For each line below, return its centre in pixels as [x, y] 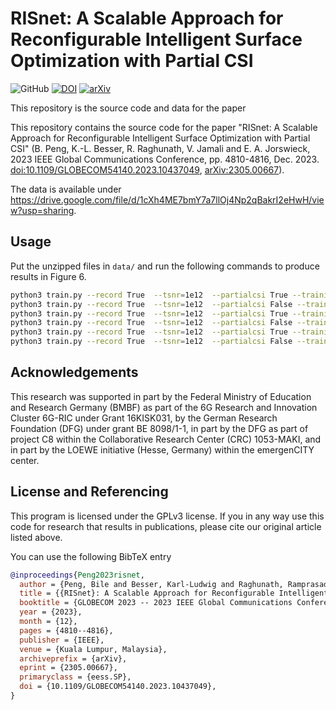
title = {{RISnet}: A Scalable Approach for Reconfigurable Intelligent [174, 593]
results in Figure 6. [48, 276]
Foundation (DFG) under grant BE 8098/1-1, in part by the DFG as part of [159, 428]
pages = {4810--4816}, [66, 630]
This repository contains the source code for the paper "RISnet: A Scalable [164, 127]
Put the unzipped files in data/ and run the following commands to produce [165, 266]
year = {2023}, [51, 612]
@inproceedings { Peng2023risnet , [77, 575]
